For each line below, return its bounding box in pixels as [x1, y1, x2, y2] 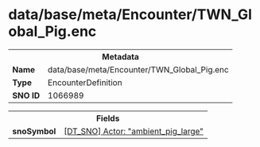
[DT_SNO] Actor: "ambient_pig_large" [63, 126, 204, 137]
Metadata [102, 51, 139, 62]
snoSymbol [12, 126, 56, 137]
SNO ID [12, 90, 41, 101]
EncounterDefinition [47, 77, 122, 88]
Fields [95, 113, 120, 124]
